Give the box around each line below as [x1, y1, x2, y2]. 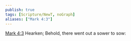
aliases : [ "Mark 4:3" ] [5, 16, 53, 21]
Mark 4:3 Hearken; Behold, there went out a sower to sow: [5, 30, 126, 36]
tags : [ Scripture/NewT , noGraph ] [5, 12, 75, 17]
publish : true [5, 7, 35, 12]
